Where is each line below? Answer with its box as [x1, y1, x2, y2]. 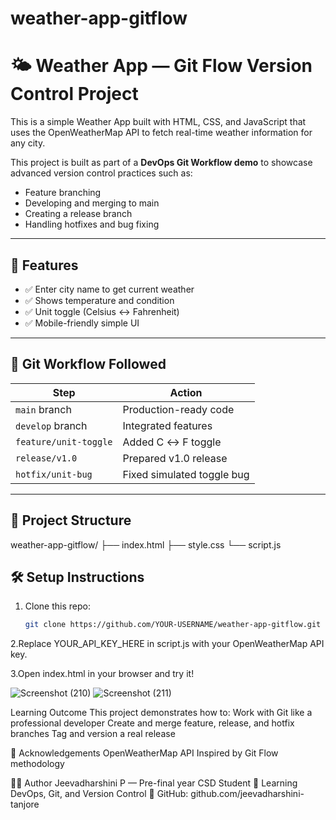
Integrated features [122, 418, 213, 432]
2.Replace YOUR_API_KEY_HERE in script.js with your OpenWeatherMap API [10, 638, 325, 650]
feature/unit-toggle [15, 436, 113, 447]
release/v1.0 [15, 452, 78, 464]
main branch [15, 402, 72, 416]
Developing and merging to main [24, 197, 160, 209]
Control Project [10, 83, 139, 106]
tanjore [10, 798, 40, 811]
